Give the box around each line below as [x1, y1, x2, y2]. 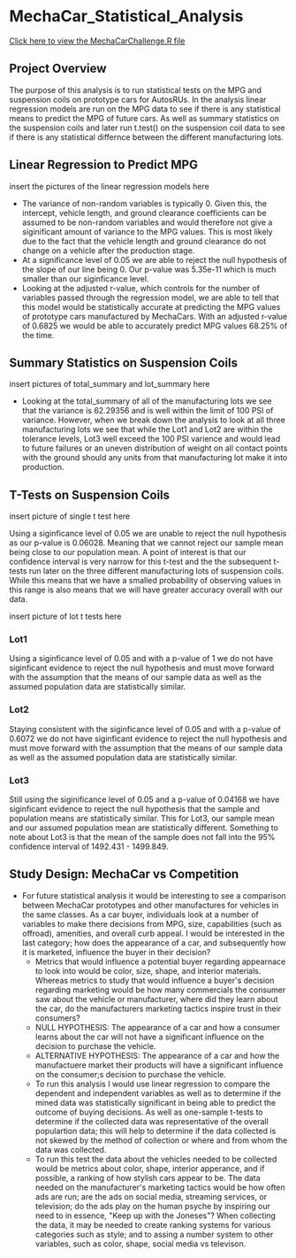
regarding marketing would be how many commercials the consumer [34, 984, 286, 995]
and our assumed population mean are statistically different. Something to [9, 822, 278, 833]
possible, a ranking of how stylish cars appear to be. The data [34, 1172, 261, 1183]
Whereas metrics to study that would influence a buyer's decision [34, 975, 275, 985]
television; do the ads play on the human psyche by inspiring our [34, 1200, 271, 1211]
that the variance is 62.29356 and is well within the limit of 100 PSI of [21, 405, 274, 416]
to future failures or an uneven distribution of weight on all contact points [21, 443, 288, 453]
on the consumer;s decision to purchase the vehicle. [34, 1069, 227, 1079]
